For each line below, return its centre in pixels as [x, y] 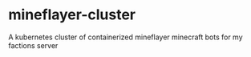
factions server [33, 45]
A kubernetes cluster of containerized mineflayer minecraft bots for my [125, 37]
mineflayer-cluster [72, 15]
